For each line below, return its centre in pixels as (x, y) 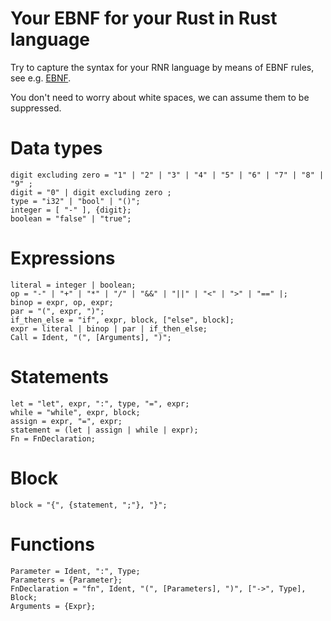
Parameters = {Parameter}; (66, 580)
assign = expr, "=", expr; (66, 421)
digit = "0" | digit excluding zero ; (91, 192)
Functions (52, 544)
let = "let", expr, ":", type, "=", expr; (100, 403)
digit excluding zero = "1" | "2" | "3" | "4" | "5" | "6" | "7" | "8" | (167, 175)
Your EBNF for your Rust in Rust (144, 18)
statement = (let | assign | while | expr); (104, 430)
